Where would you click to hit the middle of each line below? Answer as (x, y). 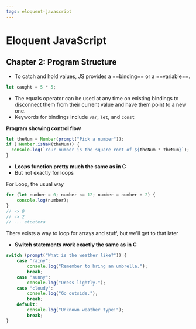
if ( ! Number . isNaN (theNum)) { (43, 144)
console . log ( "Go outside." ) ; (63, 294)
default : (27, 305)
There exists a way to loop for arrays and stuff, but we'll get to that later (92, 233)
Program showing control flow (44, 128)
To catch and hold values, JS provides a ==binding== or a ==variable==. (102, 76)
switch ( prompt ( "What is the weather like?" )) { (66, 256)
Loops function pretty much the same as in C (70, 167)
